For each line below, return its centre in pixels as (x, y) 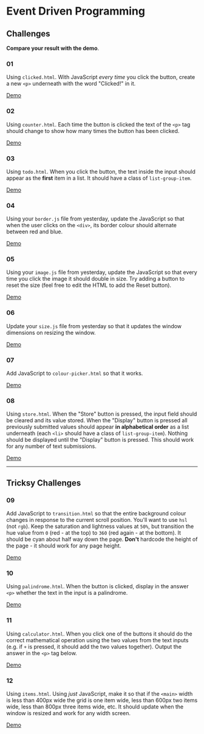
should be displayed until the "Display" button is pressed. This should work (100, 440)
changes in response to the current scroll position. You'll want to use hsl (97, 520)
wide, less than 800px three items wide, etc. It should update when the (95, 707)
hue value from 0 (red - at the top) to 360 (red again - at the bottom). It (93, 533)
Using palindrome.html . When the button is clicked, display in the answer (98, 586)
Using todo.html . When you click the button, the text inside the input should (101, 171)
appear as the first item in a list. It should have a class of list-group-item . (99, 178)
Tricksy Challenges (44, 483)
